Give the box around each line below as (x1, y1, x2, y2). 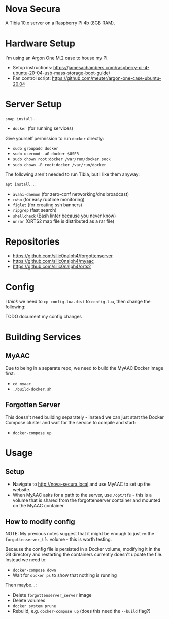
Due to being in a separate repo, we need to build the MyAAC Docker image (5, 365, 164, 371)
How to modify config (5, 517, 75, 526)
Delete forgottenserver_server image (12, 592, 92, 598)
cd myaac (12, 381, 31, 386)
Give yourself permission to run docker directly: (5, 135, 104, 141)
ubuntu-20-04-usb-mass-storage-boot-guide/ (12, 70, 111, 76)
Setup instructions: (12, 64, 52, 70)
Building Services (5, 331, 81, 343)
